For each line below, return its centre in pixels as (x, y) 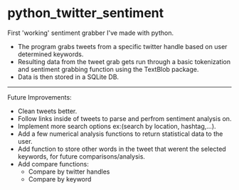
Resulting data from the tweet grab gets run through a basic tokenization (124, 61)
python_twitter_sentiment (86, 13)
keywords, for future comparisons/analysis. (81, 156)
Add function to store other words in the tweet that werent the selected (122, 149)
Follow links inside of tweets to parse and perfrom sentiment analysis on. (124, 118)
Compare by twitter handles (69, 171)
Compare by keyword (60, 179)
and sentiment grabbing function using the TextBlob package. (108, 69)
